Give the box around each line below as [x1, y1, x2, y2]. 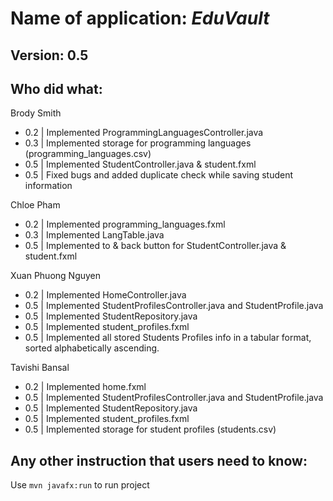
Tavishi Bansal [10, 362, 70, 374]
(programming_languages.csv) [24, 148, 152, 160]
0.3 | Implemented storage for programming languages [24, 137, 252, 149]
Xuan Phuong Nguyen [10, 270, 102, 282]
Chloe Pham [10, 199, 61, 211]
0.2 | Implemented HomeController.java [24, 289, 187, 301]
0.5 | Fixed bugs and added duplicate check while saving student [24, 169, 294, 181]
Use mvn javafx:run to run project [10, 479, 150, 491]
